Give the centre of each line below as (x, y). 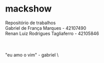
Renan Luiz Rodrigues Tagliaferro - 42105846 (52, 33)
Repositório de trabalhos (30, 23)
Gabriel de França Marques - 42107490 (46, 28)
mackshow (28, 9)
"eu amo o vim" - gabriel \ (32, 55)
